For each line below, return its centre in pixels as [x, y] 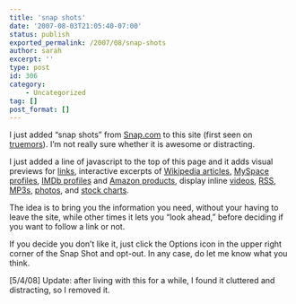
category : [28, 84]
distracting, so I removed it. [60, 290]
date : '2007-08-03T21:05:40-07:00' [76, 26]
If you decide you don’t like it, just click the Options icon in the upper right [146, 244]
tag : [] [24, 101]
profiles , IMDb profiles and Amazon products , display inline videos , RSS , [143, 181]
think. [20, 263]
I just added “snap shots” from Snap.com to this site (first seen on [131, 135]
